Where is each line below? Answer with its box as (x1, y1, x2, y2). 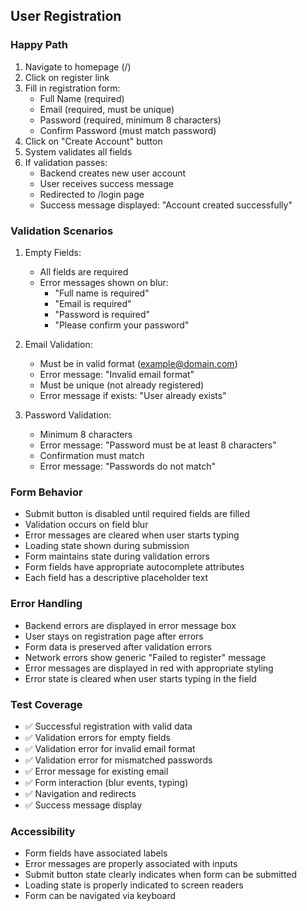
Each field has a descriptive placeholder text (24, 572, 209, 584)
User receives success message (39, 177, 174, 189)
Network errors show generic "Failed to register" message (24, 651, 267, 663)
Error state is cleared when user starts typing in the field (24, 672, 257, 684)
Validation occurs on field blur (24, 519, 149, 531)
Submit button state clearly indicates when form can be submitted (24, 869, 298, 881)
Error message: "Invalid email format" (39, 368, 195, 380)
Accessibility (10, 824, 76, 838)
